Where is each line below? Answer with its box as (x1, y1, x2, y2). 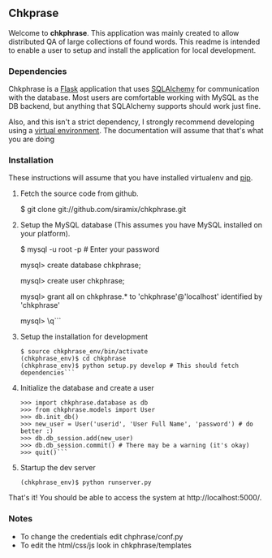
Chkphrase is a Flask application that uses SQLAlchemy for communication (8, 84, 260, 94)
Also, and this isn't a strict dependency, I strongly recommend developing (8, 117, 255, 127)
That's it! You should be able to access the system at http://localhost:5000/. (8, 493, 262, 503)
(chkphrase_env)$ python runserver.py (19, 478, 152, 487)
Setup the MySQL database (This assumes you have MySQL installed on (19, 220, 262, 230)
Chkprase (8, 6, 59, 20)
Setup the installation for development (19, 332, 149, 342)
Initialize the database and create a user (19, 383, 154, 393)
